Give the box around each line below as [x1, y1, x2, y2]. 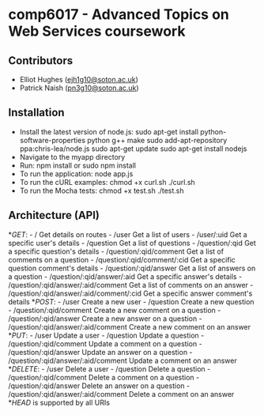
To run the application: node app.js [19, 168, 134, 179]
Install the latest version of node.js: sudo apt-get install [19, 126, 199, 136]
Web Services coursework [8, 22, 186, 40]
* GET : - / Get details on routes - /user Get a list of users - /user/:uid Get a [8, 229, 247, 239]
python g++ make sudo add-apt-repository [86, 135, 228, 145]
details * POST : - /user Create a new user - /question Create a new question [8, 296, 255, 306]
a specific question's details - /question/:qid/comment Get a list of [8, 247, 224, 256]
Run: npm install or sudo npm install [19, 160, 137, 170]
